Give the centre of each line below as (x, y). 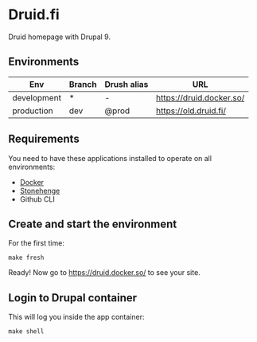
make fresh (26, 258)
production (33, 111)
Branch (83, 84)
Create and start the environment (93, 224)
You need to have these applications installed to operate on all (110, 158)
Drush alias (127, 84)
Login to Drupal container (73, 298)
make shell (26, 332)
